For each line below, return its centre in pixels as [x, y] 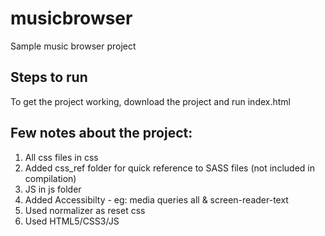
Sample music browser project [73, 46]
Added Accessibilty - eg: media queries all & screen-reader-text [156, 199]
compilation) [50, 178]
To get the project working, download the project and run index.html [150, 101]
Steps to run [49, 77]
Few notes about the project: [101, 133]
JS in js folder [53, 189]
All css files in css [61, 157]
